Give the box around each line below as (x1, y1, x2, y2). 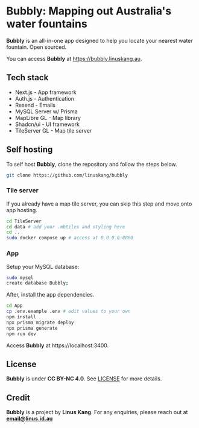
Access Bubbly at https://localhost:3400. (6, 342, 109, 349)
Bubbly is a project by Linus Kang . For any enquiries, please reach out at (6, 409, 188, 416)
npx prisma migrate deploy (6, 319, 74, 326)
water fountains (6, 17, 87, 31)
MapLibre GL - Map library (14, 114, 81, 121)
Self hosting (6, 145, 53, 155)
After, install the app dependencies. (6, 291, 95, 298)
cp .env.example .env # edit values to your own (6, 309, 131, 315)
